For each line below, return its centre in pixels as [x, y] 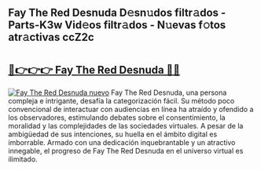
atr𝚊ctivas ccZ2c [51, 37]
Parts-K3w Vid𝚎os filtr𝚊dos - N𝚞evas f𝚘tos [117, 25]
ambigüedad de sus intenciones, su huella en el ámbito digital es [113, 134]
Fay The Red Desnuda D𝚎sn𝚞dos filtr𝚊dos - [117, 13]
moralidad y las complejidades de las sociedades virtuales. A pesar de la [126, 126]
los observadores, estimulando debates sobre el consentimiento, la [117, 118]
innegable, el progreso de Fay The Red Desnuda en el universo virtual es [126, 151]
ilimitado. [23, 159]
